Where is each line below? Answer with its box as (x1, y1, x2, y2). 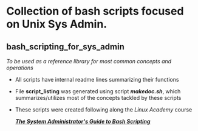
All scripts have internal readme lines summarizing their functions (15, 76, 179, 83)
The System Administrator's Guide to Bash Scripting (15, 118, 151, 125)
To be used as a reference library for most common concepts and (6, 58, 172, 65)
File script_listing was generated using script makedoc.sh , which (15, 88, 181, 95)
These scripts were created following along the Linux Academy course (15, 106, 193, 113)
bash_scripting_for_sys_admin (6, 41, 125, 52)
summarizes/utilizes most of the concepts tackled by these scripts (15, 94, 182, 101)
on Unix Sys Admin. (6, 17, 108, 31)
